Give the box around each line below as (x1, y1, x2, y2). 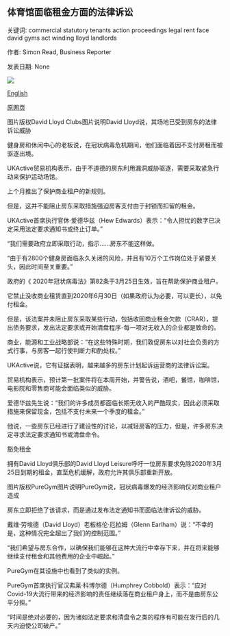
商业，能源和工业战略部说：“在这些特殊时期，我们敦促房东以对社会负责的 (7, 338, 214, 346)
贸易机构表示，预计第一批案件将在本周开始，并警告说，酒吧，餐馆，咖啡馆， (7, 376, 223, 384)
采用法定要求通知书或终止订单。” (12, 225, 103, 233)
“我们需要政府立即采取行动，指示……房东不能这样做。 (7, 239, 159, 247)
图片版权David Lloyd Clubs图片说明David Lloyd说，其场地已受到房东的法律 (7, 117, 218, 125)
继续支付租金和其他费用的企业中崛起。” (7, 552, 115, 560)
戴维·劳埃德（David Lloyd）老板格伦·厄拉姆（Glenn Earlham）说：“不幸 (7, 520, 207, 528)
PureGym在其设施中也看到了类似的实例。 (7, 566, 123, 574)
